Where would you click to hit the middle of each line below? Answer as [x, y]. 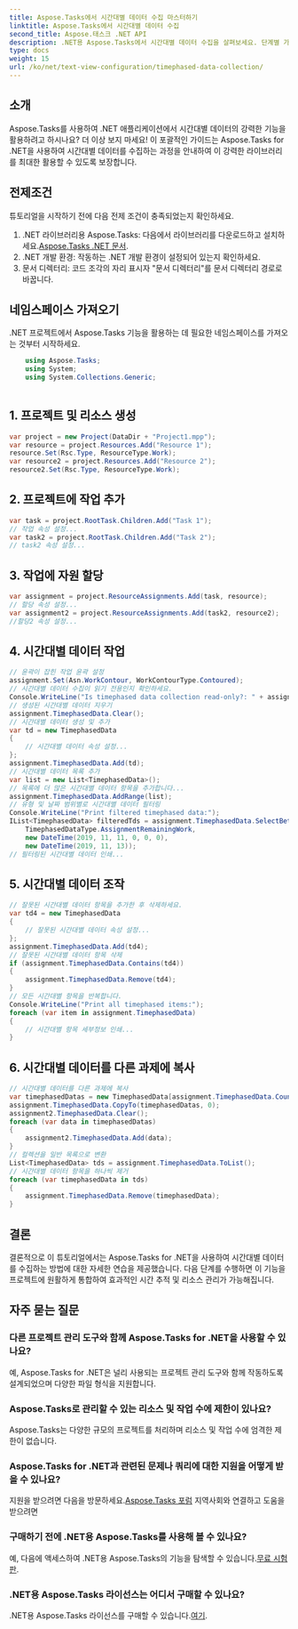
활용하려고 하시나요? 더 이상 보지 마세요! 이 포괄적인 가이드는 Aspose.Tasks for [147, 140]
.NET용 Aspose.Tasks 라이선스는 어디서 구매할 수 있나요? [127, 1594]
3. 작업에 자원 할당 [56, 575]
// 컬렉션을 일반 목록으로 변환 [58, 1155]
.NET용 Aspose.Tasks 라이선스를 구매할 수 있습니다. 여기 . [109, 1615]
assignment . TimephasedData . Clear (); [77, 714]
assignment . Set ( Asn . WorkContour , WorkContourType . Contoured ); [126, 681]
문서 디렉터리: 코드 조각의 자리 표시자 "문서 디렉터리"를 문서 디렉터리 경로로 [152, 268]
